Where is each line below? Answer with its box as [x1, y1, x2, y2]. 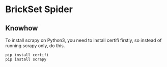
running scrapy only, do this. [5, 43, 65, 49]
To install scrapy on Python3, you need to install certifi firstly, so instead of [5, 37, 162, 43]
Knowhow [5, 24, 38, 32]
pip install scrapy [5, 57, 47, 62]
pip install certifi [5, 52, 49, 57]
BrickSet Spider [5, 4, 73, 15]
